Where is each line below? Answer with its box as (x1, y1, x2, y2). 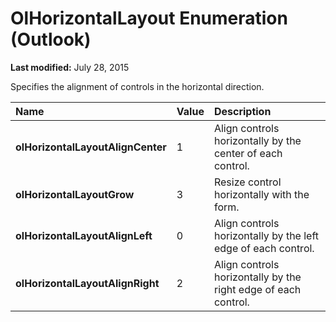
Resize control (213, 175, 282, 189)
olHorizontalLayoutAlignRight (15, 276, 160, 290)
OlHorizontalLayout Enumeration (10, 7, 288, 30)
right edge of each (213, 282, 302, 296)
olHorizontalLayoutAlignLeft (15, 228, 153, 242)
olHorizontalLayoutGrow (15, 187, 135, 201)
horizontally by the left (213, 228, 320, 242)
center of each (213, 146, 283, 160)
